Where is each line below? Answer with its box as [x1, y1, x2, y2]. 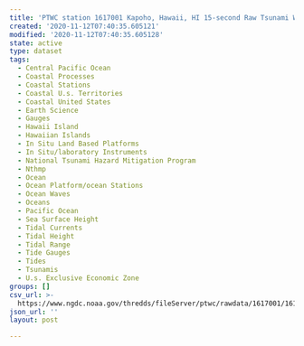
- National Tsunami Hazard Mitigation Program [17, 155, 196, 165]
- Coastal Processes [17, 72, 95, 81]
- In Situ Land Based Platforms [17, 139, 140, 148]
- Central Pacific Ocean [17, 64, 111, 73]
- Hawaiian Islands [17, 131, 91, 140]
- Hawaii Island [17, 123, 79, 132]
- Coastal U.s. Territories [17, 89, 124, 98]
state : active [9, 38, 63, 48]
